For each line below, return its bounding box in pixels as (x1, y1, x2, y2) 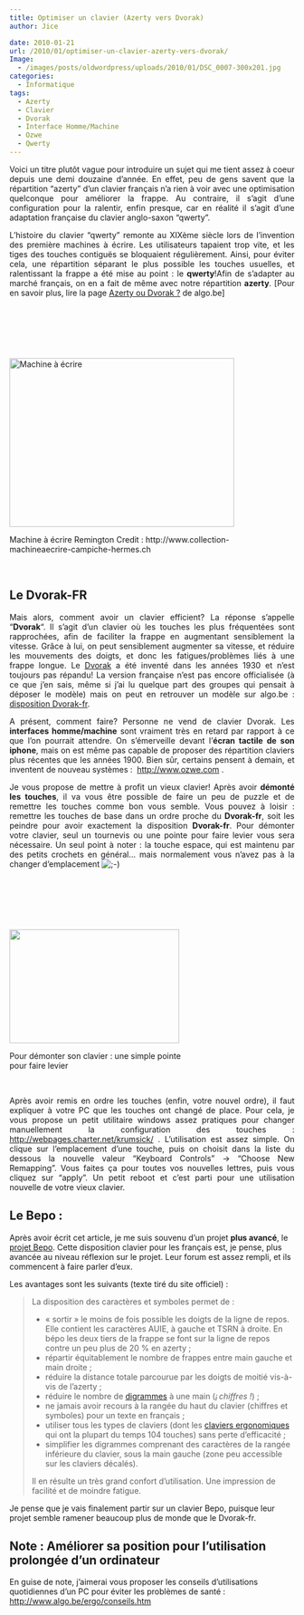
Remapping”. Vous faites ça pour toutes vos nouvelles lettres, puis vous (9, 1162, 295, 1173)
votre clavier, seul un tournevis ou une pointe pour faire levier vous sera (9, 830, 295, 841)
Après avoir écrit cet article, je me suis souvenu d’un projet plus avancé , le (9, 1232, 289, 1243)
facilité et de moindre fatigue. (31, 1485, 142, 1495)
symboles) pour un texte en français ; (44, 1409, 185, 1420)
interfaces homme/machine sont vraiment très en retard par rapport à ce (9, 726, 295, 736)
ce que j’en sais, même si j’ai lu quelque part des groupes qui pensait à (9, 678, 295, 689)
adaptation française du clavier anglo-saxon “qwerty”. (9, 212, 211, 223)
